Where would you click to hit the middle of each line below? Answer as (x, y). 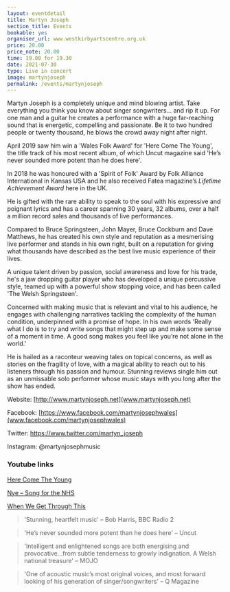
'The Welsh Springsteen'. (43, 294)
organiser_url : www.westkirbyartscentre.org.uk (77, 39)
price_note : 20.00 (33, 52)
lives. (14, 259)
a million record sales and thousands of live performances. (90, 216)
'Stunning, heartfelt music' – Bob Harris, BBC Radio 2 (99, 519)
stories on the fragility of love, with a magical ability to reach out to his (106, 364)
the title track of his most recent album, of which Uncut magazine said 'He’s (114, 153)
